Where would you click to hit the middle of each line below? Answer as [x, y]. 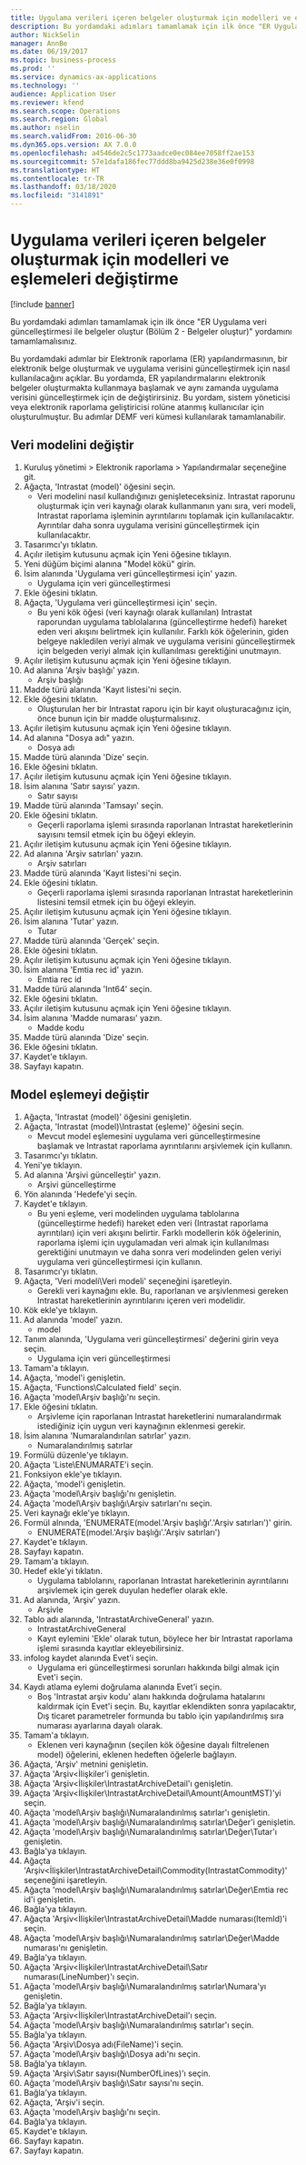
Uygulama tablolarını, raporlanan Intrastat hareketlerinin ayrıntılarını [163, 1580]
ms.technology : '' [45, 85]
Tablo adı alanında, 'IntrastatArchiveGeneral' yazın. [118, 1619]
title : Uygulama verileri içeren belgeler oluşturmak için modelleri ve [151, 18]
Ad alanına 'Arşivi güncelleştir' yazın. [92, 1175]
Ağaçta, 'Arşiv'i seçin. [64, 2102]
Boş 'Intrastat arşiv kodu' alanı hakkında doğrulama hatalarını [151, 1696]
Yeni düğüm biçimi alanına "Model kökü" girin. [109, 564]
